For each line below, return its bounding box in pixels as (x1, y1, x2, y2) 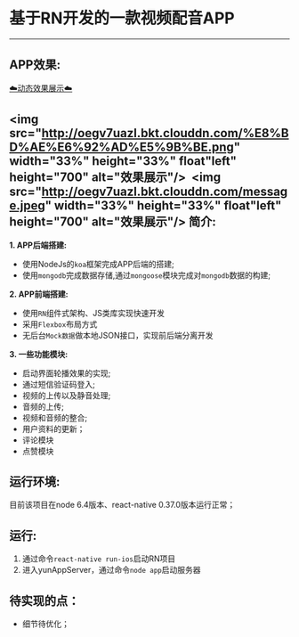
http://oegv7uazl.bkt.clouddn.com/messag (41, 184, 288, 200)
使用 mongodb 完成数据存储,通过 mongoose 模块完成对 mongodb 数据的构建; (21, 269, 271, 281)
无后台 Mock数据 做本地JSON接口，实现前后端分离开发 (21, 330, 214, 340)
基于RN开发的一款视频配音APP (9, 8, 235, 29)
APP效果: (9, 57, 61, 72)
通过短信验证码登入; (21, 379, 96, 389)
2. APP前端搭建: (9, 289, 69, 299)
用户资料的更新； (21, 423, 85, 434)
